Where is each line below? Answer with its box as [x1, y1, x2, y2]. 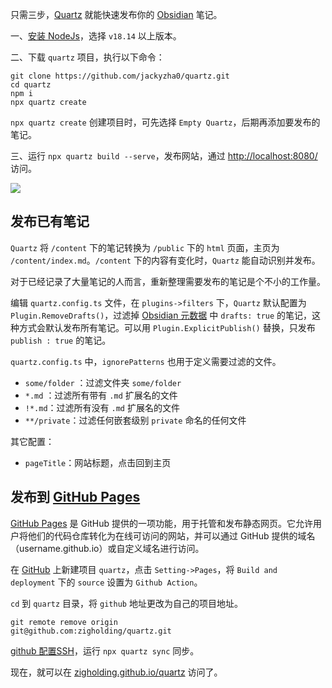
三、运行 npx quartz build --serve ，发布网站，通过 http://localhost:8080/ [10, 150, 318, 162]
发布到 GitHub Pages [10, 489, 141, 506]
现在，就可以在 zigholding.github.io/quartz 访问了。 [10, 666, 223, 678]
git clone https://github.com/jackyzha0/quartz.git [10, 71, 230, 81]
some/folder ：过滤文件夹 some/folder [24, 376, 182, 388]
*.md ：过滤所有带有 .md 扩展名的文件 [24, 389, 178, 401]
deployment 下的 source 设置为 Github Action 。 [10, 576, 203, 588]
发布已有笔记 [10, 213, 90, 230]
